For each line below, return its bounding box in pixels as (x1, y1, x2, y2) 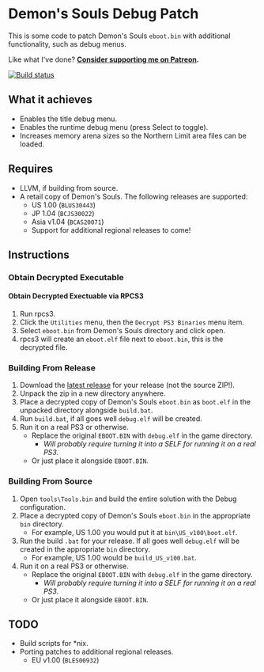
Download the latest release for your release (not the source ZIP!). (19, 381, 236, 390)
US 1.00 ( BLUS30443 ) (31, 199, 96, 210)
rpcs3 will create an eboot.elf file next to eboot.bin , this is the (19, 334, 224, 344)
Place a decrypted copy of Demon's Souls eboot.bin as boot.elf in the (19, 397, 251, 407)
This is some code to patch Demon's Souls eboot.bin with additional (8, 31, 231, 40)
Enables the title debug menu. (19, 114, 117, 123)
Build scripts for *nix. (19, 639, 89, 648)
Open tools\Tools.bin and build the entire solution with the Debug (19, 494, 237, 503)
